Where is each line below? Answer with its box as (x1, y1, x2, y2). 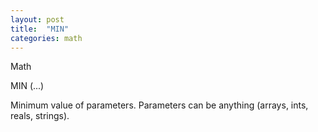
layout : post (10, 14, 65, 25)
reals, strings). (10, 110, 70, 122)
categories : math (10, 33, 83, 43)
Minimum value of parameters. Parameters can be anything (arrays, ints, (10, 99, 309, 111)
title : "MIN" (10, 24, 70, 34)
